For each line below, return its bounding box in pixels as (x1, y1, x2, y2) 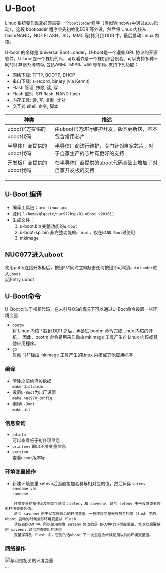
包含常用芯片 (54, 133, 85, 140)
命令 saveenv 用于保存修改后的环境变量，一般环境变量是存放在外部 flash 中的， (14, 511, 160, 516)
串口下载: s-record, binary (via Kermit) (12, 78, 90, 84)
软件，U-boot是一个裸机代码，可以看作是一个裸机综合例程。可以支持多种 (5, 55, 154, 61)
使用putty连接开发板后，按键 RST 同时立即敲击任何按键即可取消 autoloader (5, 264, 153, 270)
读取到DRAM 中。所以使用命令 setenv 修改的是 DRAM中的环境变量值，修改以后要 (14, 522, 157, 527)
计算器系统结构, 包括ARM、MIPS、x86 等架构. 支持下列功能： (13, 62, 139, 67)
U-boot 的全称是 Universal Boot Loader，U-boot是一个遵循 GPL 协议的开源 (5, 49, 158, 55)
